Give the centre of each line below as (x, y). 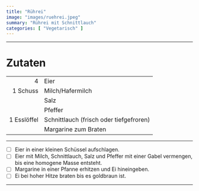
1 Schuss (25, 91)
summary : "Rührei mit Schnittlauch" (51, 23)
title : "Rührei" (26, 12)
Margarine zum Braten (75, 129)
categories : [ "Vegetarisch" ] (45, 28)
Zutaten (26, 63)
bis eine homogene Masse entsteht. (58, 163)
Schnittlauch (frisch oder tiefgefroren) (97, 120)
